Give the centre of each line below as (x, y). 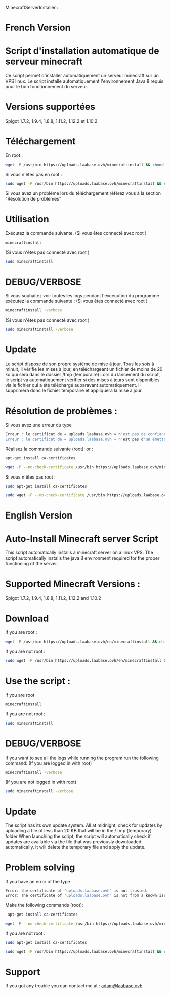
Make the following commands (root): (44, 905)
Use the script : (38, 681)
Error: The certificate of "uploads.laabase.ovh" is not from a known (81, 896)
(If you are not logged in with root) (41, 782)
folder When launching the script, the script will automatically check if (78, 836)
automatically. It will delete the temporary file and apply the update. (75, 847)
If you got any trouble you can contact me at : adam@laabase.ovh (74, 986)
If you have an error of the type (38, 882)
